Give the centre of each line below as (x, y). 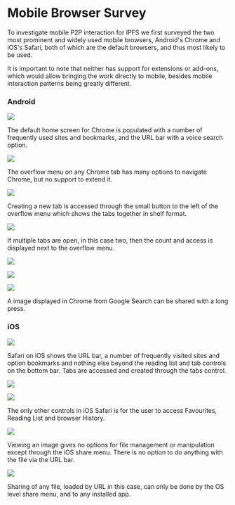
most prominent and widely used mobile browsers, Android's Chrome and (114, 39)
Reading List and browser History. (56, 418)
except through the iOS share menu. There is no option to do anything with (115, 452)
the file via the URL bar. (41, 459)
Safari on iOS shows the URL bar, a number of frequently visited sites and (113, 355)
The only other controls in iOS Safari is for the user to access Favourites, (112, 410)
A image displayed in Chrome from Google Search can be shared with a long (118, 301)
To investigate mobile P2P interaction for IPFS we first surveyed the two (111, 32)
